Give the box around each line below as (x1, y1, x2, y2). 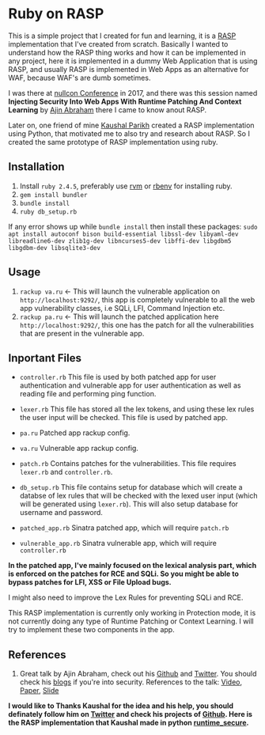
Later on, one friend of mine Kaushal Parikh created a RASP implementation (8, 120, 255, 130)
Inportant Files (8, 351, 81, 365)
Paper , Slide (19, 686, 59, 695)
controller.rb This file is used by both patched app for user (19, 373, 217, 382)
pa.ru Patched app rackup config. (19, 428, 131, 438)
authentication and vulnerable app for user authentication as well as (19, 381, 241, 390)
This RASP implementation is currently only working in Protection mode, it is (8, 608, 256, 618)
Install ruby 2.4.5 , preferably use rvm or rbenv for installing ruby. (19, 181, 233, 191)
